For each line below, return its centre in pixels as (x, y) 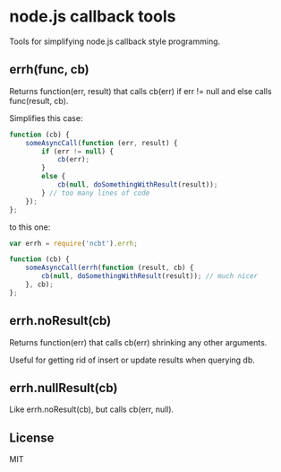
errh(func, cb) (49, 70)
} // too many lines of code (96, 193)
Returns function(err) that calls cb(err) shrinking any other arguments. (138, 342)
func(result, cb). (39, 101)
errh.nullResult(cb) (64, 388)
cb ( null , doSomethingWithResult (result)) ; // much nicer (149, 276)
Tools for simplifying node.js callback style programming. (115, 41)
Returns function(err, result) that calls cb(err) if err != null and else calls (140, 91)
